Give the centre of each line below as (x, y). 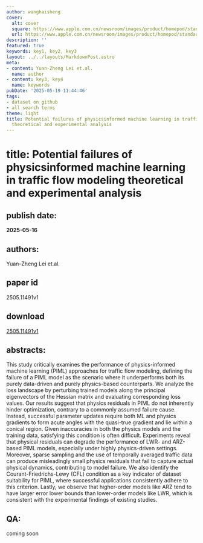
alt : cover (25, 23)
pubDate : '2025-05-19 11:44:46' (47, 91)
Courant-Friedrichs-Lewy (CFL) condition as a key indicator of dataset (94, 474)
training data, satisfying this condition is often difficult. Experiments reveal (98, 435)
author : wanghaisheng (34, 12)
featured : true (25, 46)
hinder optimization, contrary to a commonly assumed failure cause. (91, 410)
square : (21, 29)
